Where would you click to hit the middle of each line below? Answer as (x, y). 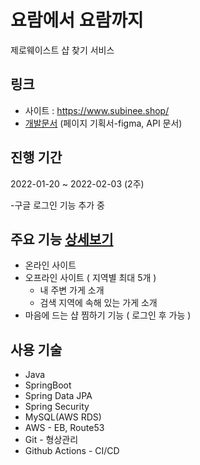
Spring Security (57, 407)
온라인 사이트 (50, 265)
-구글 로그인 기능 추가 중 (57, 205)
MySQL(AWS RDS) (63, 417)
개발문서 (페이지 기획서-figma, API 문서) (103, 123)
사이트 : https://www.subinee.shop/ (97, 110)
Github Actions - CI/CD (72, 451)
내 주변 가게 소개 (72, 290)
